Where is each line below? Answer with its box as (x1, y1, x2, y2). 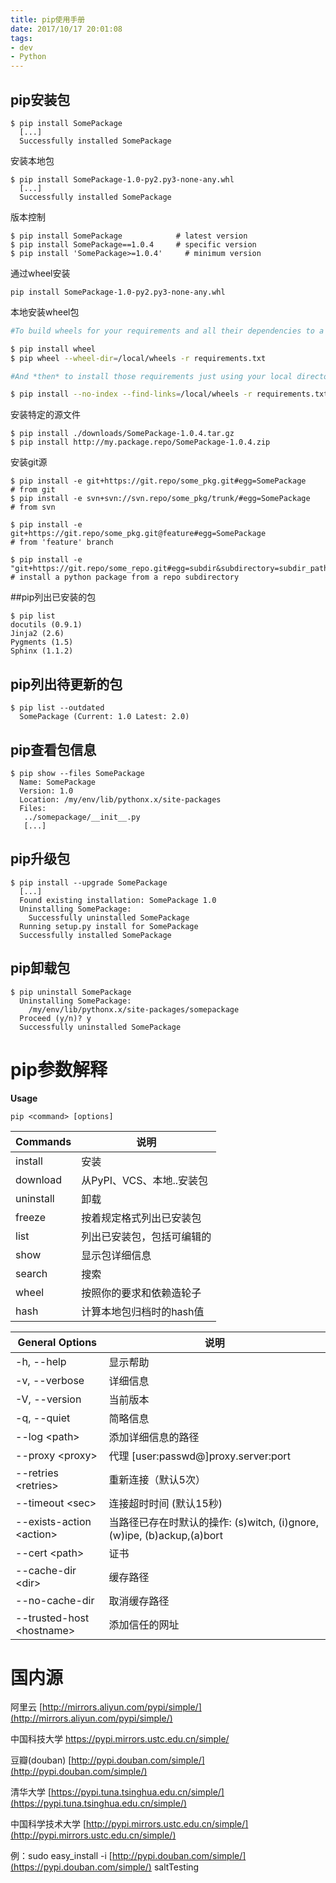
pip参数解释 (10, 1058, 108, 1081)
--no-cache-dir (15, 1593, 95, 1607)
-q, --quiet (15, 1411, 71, 1425)
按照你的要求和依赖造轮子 (81, 1286, 202, 1300)
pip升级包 (10, 851, 71, 868)
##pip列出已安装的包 (10, 591, 97, 603)
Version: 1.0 (19, 786, 74, 796)
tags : (10, 33, 33, 43)
